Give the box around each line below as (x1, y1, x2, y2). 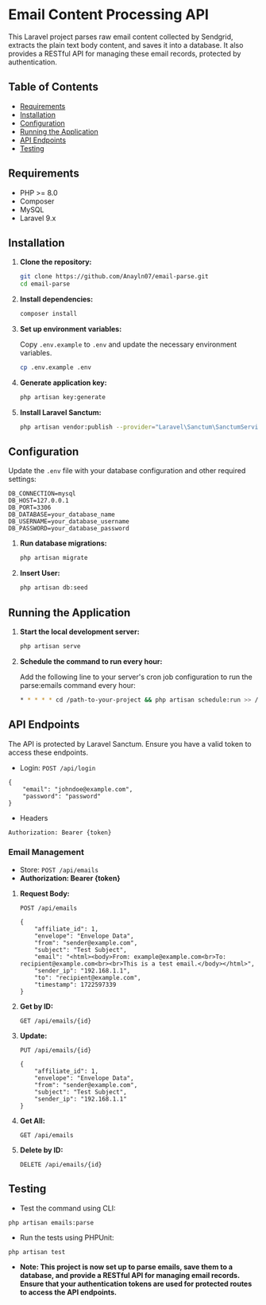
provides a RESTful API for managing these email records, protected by (8, 49, 241, 58)
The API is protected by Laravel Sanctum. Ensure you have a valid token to (8, 739, 252, 748)
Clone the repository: (19, 257, 92, 267)
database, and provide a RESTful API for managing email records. (19, 1270, 240, 1280)
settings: (8, 475, 37, 484)
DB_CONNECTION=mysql (8, 490, 77, 498)
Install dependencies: (19, 294, 94, 304)
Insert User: (19, 569, 60, 578)
